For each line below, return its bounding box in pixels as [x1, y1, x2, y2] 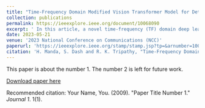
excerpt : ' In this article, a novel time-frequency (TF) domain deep [6, 26, 190, 32]
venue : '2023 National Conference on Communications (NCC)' [6, 37, 163, 43]
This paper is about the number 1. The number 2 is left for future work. [6, 65, 184, 73]
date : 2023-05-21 [6, 32, 51, 38]
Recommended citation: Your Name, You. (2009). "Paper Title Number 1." [6, 89, 190, 96]
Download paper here [6, 77, 61, 84]
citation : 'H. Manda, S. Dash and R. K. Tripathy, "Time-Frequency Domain [6, 49, 201, 55]
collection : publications [6, 15, 72, 21]
